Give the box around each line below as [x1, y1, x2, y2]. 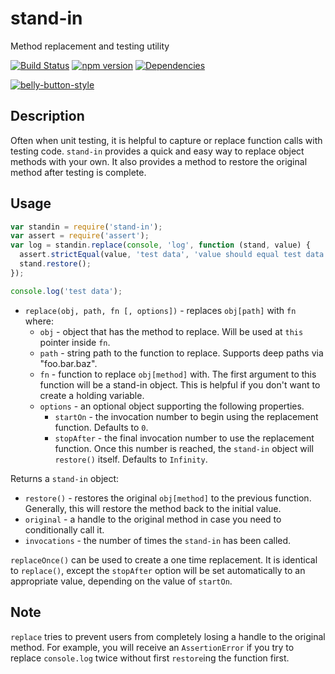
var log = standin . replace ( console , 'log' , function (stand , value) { [10, 240, 311, 251]
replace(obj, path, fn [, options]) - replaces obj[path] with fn [24, 304, 297, 316]
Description [10, 108, 85, 125]
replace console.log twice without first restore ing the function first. [10, 652, 290, 664]
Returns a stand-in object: [10, 472, 120, 484]
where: [24, 315, 54, 327]
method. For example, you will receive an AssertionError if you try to [10, 641, 295, 653]
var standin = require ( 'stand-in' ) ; [10, 222, 163, 232]
